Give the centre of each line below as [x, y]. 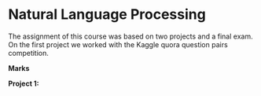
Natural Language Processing [107, 15]
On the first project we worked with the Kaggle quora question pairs [118, 44]
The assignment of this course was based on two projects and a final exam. [130, 36]
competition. [29, 53]
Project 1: [24, 83]
